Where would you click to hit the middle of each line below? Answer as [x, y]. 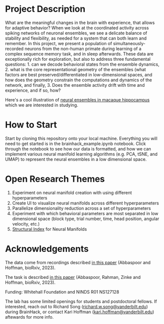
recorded [14, 49]
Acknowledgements [47, 249]
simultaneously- [129, 43]
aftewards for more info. [29, 317]
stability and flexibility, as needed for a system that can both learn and [76, 38]
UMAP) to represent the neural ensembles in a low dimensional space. [76, 159]
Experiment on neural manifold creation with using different [72, 193]
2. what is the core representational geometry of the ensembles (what [75, 69]
